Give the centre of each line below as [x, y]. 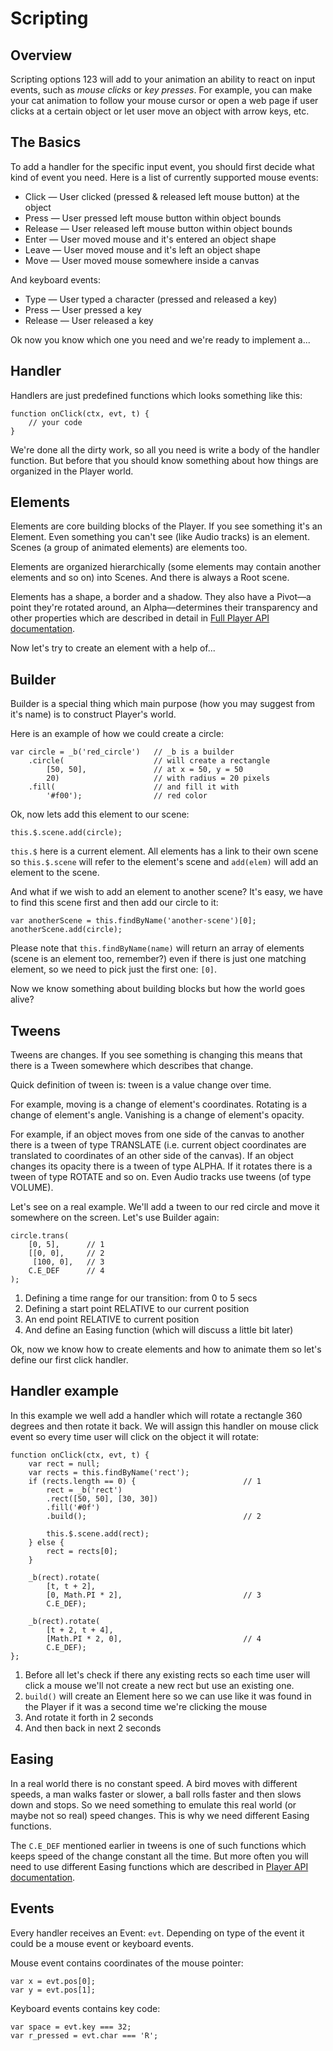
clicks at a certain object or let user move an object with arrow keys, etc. [160, 111]
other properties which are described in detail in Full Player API [140, 618]
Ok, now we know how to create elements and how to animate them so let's [166, 1349]
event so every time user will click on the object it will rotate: [135, 1436]
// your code [55, 422]
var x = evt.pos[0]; [53, 1981]
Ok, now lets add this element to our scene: [100, 814]
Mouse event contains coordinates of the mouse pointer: [127, 1963]
